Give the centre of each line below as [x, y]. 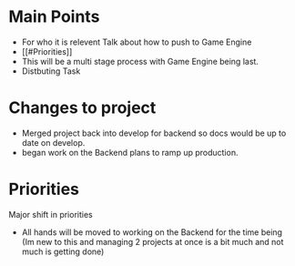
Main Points [54, 17]
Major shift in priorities [51, 214]
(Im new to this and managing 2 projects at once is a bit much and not [153, 241]
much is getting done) [63, 251]
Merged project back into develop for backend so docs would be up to [154, 133]
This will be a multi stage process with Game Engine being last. [140, 61]
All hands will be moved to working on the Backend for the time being [152, 232]
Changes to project [82, 108]
